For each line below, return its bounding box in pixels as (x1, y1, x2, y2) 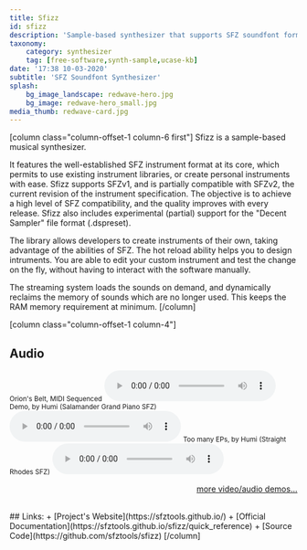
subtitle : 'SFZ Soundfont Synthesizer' (9, 73, 162, 82)
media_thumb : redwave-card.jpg (9, 107, 129, 116)
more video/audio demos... (196, 483, 298, 494)
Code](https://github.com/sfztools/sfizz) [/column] (9, 531, 201, 542)
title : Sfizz (9, 13, 59, 23)
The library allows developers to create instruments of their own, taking (9, 235, 279, 247)
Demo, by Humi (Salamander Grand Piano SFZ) (9, 403, 157, 412)
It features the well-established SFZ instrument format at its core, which (9, 159, 281, 170)
